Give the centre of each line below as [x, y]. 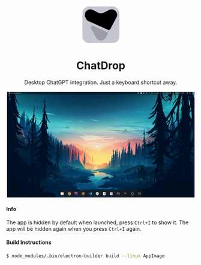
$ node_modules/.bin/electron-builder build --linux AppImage [85, 256]
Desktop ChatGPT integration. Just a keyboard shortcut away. [101, 82]
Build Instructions [29, 242]
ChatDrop [101, 66]
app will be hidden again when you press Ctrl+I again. [74, 228]
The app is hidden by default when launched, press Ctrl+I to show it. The [97, 222]
